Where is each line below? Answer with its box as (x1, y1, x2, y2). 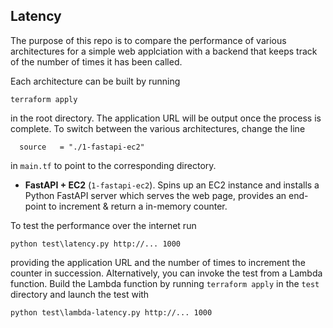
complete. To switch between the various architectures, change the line (10, 122, 306, 134)
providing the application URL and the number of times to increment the (10, 256, 306, 268)
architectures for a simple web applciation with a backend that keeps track (10, 45, 318, 57)
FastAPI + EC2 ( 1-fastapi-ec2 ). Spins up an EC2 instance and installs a (24, 179, 320, 191)
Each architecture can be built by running (10, 75, 181, 87)
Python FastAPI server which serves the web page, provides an (24, 189, 287, 201)
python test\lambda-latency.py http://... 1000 (10, 307, 213, 318)
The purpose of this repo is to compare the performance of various (10, 34, 287, 46)
